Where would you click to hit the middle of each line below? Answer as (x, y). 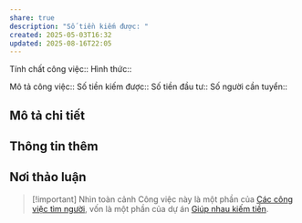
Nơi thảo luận (48, 177)
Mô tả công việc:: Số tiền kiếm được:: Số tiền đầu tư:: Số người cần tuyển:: (149, 86)
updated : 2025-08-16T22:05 (61, 43)
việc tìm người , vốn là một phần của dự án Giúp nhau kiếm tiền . (150, 208)
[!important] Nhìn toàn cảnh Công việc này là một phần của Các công (162, 199)
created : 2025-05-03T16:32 (61, 35)
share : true (32, 18)
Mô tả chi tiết (47, 115)
